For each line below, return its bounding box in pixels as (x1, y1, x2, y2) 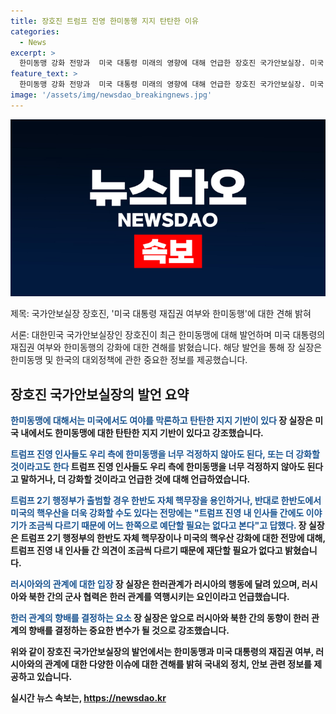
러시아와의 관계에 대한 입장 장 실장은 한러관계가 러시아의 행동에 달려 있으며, (10, 578, 300, 590)
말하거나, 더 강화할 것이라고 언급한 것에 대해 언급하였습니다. (20, 473, 251, 485)
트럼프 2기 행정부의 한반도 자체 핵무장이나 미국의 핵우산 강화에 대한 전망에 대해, (20, 532, 326, 544)
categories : (10, 26, 60, 37)
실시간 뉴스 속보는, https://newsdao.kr (10, 692, 167, 704)
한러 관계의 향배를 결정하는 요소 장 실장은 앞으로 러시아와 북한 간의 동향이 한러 (10, 612, 310, 624)
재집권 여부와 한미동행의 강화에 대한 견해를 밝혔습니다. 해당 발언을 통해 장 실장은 (10, 341, 323, 354)
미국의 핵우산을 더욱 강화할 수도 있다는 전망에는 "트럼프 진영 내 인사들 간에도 (10, 507, 305, 519)
